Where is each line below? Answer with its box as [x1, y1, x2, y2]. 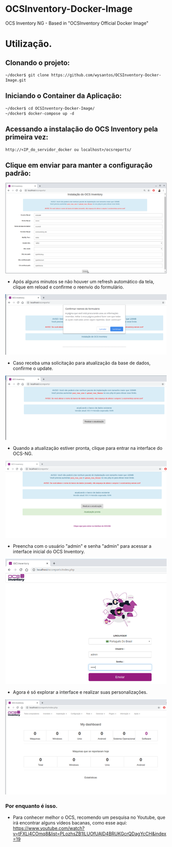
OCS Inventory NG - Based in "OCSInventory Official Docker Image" [5, 20, 148, 26]
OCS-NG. [12, 450, 33, 457]
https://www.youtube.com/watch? [12, 825, 85, 831]
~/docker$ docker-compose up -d [5, 111, 74, 116]
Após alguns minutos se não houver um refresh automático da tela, [12, 279, 155, 285]
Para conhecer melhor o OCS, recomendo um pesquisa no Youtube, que [12, 814, 165, 820]
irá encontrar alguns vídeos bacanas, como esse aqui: [12, 819, 127, 825]
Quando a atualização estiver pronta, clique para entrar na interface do [12, 445, 163, 451]
